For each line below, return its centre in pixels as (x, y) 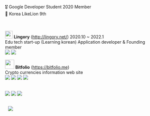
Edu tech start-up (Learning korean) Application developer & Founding (75, 42)
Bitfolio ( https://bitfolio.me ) (42, 67)
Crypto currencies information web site (44, 72)
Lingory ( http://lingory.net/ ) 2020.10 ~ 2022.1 (59, 37)
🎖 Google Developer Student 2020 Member (48, 7)
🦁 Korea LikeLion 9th (26, 14)
